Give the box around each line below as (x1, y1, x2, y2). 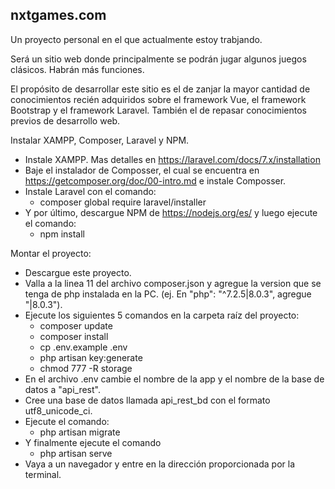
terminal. (24, 468, 62, 480)
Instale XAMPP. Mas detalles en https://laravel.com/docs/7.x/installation (24, 153, 321, 165)
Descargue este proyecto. (24, 266, 132, 278)
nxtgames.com (10, 7, 107, 24)
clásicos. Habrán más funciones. (10, 63, 145, 75)
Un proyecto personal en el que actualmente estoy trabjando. (10, 33, 263, 45)
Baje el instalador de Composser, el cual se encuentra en (24, 164, 260, 176)
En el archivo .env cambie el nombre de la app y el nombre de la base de (24, 373, 325, 385)
